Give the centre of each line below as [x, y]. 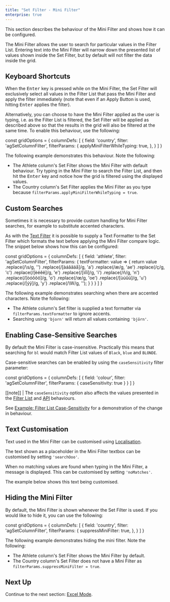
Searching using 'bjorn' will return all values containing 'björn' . [80, 319]
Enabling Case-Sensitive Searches [61, 335]
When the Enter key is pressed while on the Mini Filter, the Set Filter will [81, 89]
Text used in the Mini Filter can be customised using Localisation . [74, 441]
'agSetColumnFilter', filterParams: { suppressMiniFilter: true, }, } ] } [75, 531]
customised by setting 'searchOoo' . [42, 457]
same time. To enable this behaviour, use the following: [63, 131]
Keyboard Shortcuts [38, 76]
